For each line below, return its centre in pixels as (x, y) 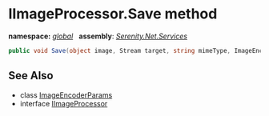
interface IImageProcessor (64, 103)
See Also (31, 76)
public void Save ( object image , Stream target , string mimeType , (119, 50)
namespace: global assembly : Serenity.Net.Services (98, 36)
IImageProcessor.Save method (113, 14)
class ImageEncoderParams (66, 95)
